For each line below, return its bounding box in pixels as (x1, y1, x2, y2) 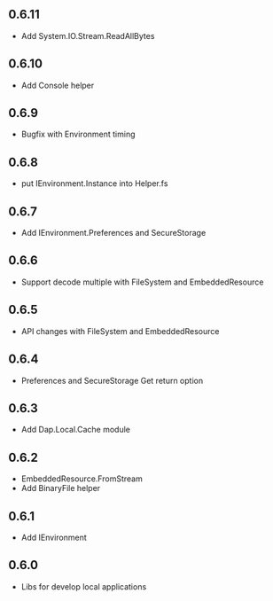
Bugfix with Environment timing (20, 129, 136, 140)
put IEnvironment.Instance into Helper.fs (20, 178, 168, 189)
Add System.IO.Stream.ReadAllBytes (20, 30, 155, 41)
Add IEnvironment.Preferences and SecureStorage (20, 228, 207, 238)
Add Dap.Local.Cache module (20, 425, 130, 435)
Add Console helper (20, 80, 95, 90)
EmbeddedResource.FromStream (20, 473, 143, 484)
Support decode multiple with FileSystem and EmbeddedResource (20, 277, 264, 287)
